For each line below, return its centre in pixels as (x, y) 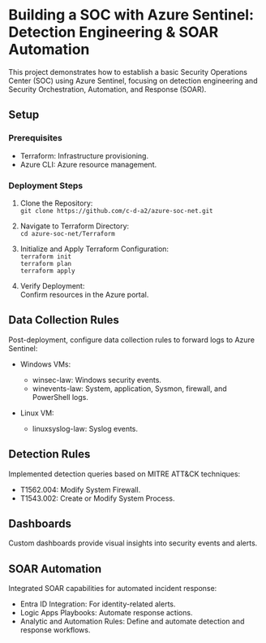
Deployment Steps (46, 185)
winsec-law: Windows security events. (97, 380)
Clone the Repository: (56, 203)
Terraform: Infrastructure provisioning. (84, 155)
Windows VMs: (45, 364)
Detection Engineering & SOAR (114, 32)
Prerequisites (35, 138)
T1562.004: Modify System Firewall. (80, 489)
